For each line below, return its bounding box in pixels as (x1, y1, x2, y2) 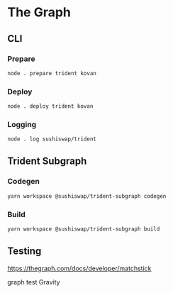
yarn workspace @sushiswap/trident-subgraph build (7, 225, 160, 233)
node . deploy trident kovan (7, 103, 94, 110)
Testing (7, 245, 42, 258)
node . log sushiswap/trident (7, 136, 97, 143)
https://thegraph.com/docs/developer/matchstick (7, 264, 152, 272)
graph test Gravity (7, 277, 60, 286)
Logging (7, 119, 37, 129)
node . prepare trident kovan (7, 70, 97, 77)
